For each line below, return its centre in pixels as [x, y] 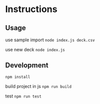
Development [27, 66]
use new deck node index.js [35, 49]
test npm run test [23, 96]
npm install [18, 77]
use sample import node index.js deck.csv [50, 40]
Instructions [31, 9]
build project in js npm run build [38, 86]
